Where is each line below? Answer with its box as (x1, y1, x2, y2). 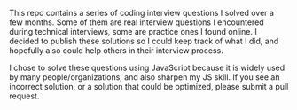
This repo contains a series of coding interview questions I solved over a (9, 8, 275, 18)
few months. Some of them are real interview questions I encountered (9, 17, 264, 27)
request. (9, 90, 40, 101)
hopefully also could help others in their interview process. (9, 45, 223, 56)
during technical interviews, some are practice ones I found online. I (9, 27, 257, 36)
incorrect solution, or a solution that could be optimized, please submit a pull (9, 82, 289, 91)
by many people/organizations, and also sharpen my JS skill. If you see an (9, 72, 280, 82)
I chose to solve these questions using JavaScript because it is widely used (9, 62, 285, 73)
